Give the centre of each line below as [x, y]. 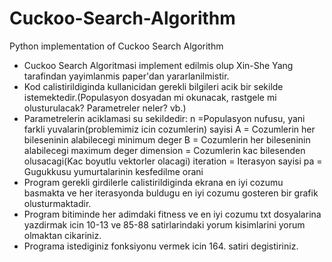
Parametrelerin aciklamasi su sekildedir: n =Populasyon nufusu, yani [164, 118]
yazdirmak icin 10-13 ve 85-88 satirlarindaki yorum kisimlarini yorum [164, 224]
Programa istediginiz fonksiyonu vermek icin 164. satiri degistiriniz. [161, 246]
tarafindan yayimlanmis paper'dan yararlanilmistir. [126, 76]
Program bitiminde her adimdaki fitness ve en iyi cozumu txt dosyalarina [172, 214]
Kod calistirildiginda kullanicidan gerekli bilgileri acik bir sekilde [153, 86]
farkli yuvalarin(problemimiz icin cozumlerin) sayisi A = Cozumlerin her [169, 129]
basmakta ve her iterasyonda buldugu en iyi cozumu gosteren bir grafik [171, 193]
